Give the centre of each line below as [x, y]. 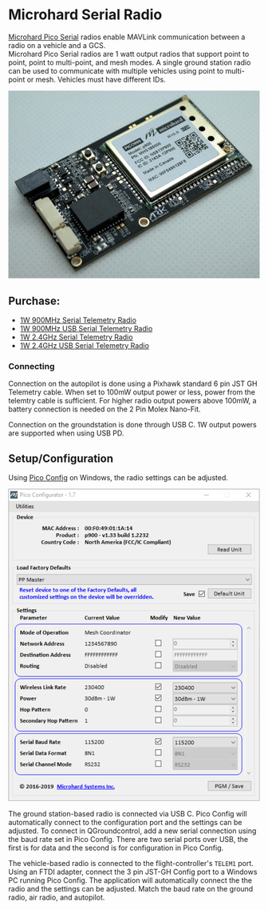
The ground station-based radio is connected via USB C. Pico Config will [128, 813]
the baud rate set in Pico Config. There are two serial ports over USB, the [128, 839]
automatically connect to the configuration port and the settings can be [125, 822]
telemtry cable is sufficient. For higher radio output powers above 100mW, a [132, 401]
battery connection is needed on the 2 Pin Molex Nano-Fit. [104, 409]
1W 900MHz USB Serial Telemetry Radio [86, 328]
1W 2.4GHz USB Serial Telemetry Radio [85, 345]
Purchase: [34, 301]
